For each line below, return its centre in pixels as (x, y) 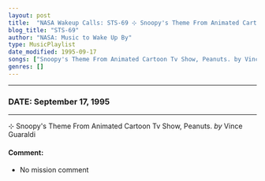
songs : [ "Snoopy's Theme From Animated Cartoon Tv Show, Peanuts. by (125, 60)
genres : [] (26, 67)
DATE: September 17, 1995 (59, 102)
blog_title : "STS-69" (44, 30)
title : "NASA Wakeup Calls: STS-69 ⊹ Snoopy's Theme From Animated (124, 23)
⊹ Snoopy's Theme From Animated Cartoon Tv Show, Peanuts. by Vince (125, 126)
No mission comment (54, 170)
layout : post (30, 15)
